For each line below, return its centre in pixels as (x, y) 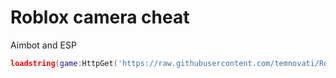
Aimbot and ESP (43, 45)
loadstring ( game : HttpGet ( (64, 63)
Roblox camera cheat (100, 17)
